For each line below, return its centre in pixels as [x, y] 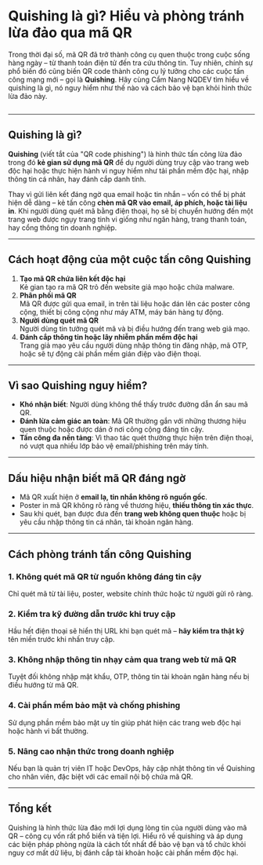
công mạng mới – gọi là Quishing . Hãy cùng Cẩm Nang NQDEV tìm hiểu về [128, 79]
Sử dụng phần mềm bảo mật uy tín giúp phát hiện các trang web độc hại [124, 722]
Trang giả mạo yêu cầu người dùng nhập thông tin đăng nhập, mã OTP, [133, 345]
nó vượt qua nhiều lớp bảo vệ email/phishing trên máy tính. [114, 446]
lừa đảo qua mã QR [70, 33]
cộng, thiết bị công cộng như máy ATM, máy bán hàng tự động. [121, 312]
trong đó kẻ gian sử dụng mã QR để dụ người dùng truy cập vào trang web [128, 162]
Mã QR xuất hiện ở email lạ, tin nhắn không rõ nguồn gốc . [113, 497]
